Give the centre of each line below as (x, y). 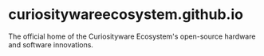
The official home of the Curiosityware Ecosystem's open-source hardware (132, 36)
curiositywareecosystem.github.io (126, 15)
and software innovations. (51, 44)
